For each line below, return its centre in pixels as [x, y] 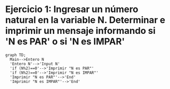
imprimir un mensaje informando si [80, 31]
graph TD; [16, 55]
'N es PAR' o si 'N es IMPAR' [65, 42]
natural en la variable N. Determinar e [85, 20]
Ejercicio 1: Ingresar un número [72, 9]
